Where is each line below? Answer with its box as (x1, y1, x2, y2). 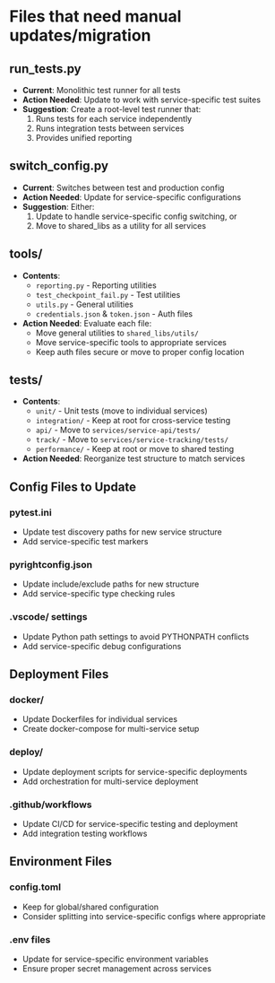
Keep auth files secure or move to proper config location (35, 346, 245, 357)
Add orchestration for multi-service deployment (21, 776, 199, 787)
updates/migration (9, 25, 151, 46)
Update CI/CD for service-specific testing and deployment (21, 819, 238, 829)
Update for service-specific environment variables (21, 953, 209, 964)
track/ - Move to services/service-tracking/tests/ (35, 434, 229, 445)
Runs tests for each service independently (35, 114, 193, 124)
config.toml (9, 881, 61, 893)
